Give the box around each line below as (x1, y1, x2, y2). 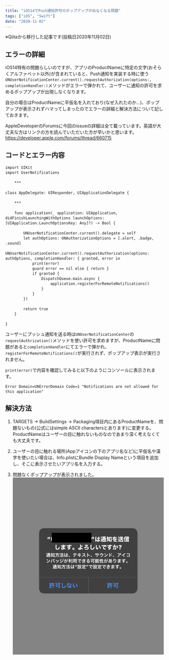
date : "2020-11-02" (5, 19, 46, 24)
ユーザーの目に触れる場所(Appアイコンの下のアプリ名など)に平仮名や (12, 448, 156, 454)
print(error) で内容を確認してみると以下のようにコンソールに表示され (5, 367, 151, 373)
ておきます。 (5, 112, 32, 118)
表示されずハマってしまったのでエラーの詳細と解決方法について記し (22, 106, 163, 112)
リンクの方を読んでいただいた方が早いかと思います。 (27, 129, 137, 135)
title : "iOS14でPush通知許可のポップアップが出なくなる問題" (5, 8, 121, 13)
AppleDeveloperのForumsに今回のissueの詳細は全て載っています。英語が (5, 123, 157, 129)
